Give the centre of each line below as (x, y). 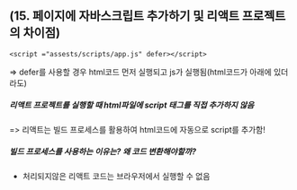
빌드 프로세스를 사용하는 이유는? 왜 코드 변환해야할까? (103, 151)
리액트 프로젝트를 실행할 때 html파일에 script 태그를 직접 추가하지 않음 (132, 105)
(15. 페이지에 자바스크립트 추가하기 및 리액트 (125, 16)
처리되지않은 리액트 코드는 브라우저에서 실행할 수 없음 (116, 176)
